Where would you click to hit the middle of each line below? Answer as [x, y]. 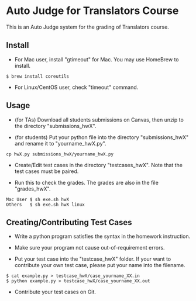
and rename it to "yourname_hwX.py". [60, 143]
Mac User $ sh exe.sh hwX [37, 199]
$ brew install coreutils [37, 76]
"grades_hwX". [32, 189]
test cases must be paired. [47, 171]
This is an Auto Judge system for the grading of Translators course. [88, 27]
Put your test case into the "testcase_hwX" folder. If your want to [93, 259]
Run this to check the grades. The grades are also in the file [87, 182]
